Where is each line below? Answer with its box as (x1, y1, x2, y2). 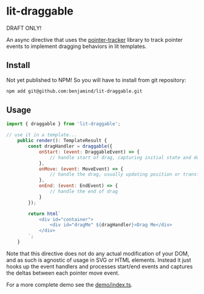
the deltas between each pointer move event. (6, 269, 120, 276)
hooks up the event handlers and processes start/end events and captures (6, 262, 193, 270)
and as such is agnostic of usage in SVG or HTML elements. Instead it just (6, 256, 191, 264)
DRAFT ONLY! (6, 24, 42, 32)
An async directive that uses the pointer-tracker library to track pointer (6, 36, 183, 43)
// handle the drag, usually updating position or (49, 171, 181, 177)
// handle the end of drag (49, 188, 118, 195)
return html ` (28, 211, 61, 217)
